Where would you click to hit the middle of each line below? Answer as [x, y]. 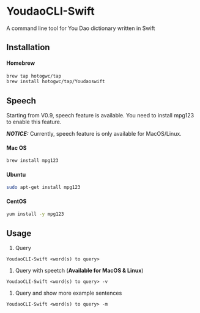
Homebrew [21, 63]
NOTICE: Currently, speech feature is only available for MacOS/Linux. [94, 134]
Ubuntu [16, 174]
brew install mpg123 [33, 161]
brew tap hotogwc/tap [34, 76]
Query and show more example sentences [69, 293]
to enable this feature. [34, 122]
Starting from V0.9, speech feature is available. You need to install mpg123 [100, 116]
